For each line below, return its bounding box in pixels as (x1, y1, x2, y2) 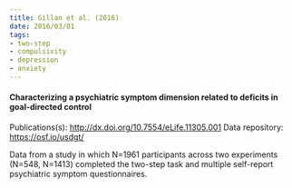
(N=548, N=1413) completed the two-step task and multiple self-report (9, 159, 274, 170)
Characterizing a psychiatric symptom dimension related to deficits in (9, 92, 278, 103)
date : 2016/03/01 (9, 22, 75, 31)
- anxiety (9, 64, 47, 74)
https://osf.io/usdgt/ (9, 132, 84, 143)
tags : (9, 30, 30, 39)
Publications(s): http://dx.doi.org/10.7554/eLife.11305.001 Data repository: (9, 122, 284, 133)
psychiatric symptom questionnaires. (9, 169, 148, 180)
